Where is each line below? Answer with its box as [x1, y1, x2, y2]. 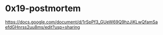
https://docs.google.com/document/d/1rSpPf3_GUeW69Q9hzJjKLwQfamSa [5, 19, 158, 25]
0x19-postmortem [5, 3, 81, 14]
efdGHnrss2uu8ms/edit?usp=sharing [5, 24, 80, 30]
